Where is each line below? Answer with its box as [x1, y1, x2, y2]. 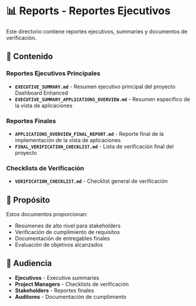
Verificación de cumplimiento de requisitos [14, 229, 120, 236]
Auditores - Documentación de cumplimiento [14, 293, 127, 300]
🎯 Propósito [6, 195, 51, 205]
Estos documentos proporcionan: [6, 211, 88, 218]
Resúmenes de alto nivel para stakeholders [14, 222, 121, 229]
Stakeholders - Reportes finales [14, 286, 94, 294]
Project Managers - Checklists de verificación [14, 280, 129, 288]
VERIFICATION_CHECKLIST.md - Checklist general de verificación [14, 177, 168, 185]
